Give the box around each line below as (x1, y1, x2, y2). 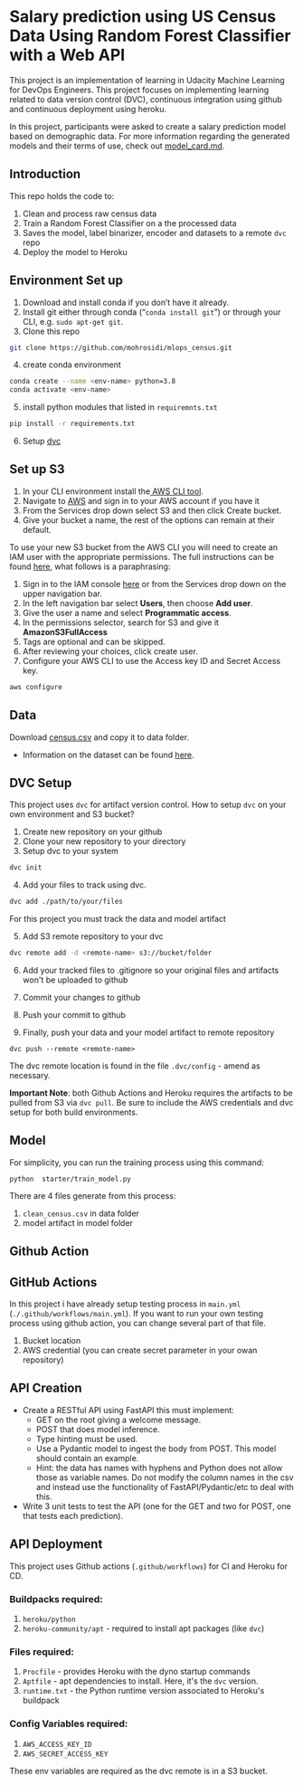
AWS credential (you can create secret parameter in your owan (22, 1345, 258, 1356)
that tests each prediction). (22, 1510, 124, 1521)
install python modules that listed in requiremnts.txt (22, 402, 218, 413)
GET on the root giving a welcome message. (35, 1414, 202, 1425)
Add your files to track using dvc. (22, 879, 147, 890)
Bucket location (22, 1335, 81, 1346)
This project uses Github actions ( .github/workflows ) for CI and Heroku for (9, 1561, 288, 1571)
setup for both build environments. (9, 1106, 138, 1117)
